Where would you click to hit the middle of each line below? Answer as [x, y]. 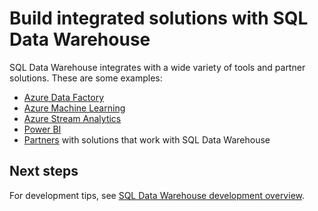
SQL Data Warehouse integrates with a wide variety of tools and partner [157, 67]
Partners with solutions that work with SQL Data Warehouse [147, 139]
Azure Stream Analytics [72, 118]
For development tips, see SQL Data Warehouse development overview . [157, 195]
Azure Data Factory [63, 97]
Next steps [44, 171]
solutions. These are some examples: [86, 78]
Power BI [42, 129]
